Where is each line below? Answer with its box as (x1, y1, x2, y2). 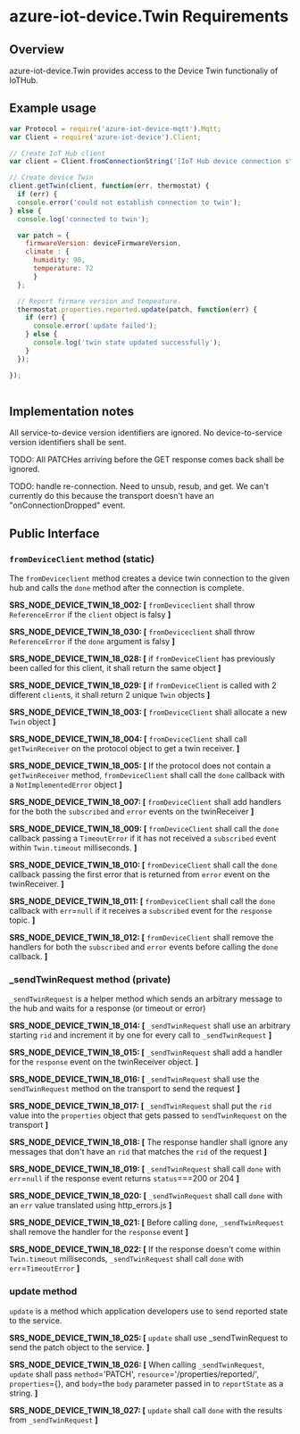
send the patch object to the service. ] (9, 1341, 150, 1353)
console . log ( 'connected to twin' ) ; (17, 214, 150, 224)
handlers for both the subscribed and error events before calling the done (9, 941, 279, 952)
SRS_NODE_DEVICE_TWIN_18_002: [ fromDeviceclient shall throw (9, 600, 255, 610)
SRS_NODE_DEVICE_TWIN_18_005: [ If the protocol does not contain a (9, 760, 271, 771)
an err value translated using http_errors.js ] (9, 1200, 172, 1211)
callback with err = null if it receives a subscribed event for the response (9, 905, 272, 916)
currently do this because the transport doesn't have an (9, 491, 214, 501)
